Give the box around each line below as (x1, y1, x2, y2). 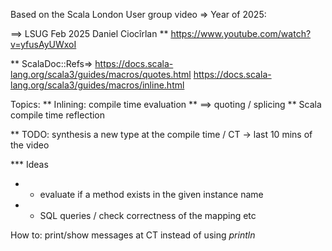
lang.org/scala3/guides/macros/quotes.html (10, 69, 192, 80)
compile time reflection (10, 109, 106, 121)
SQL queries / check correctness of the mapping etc (39, 210, 257, 221)
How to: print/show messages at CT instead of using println (10, 229, 256, 241)
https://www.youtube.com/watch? (170, 28, 312, 39)
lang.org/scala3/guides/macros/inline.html (10, 79, 185, 91)
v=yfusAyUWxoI (10, 39, 77, 50)
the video (10, 139, 50, 151)
